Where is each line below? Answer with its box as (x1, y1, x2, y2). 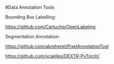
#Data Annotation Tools (5, 5, 55, 10)
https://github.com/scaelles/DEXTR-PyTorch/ (5, 53, 100, 59)
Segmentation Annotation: (5, 34, 60, 39)
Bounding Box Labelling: (5, 14, 56, 20)
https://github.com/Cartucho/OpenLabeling (5, 24, 96, 30)
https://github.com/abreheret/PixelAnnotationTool (5, 43, 109, 49)
